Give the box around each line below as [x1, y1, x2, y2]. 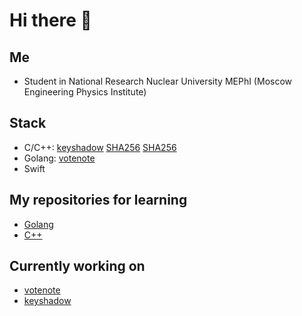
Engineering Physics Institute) [23, 86, 147, 98]
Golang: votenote [23, 152, 96, 164]
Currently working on [9, 258, 146, 275]
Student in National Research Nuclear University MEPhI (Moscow [23, 75, 293, 87]
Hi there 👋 [9, 9, 92, 32]
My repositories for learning [9, 192, 188, 209]
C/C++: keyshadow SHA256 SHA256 [23, 141, 177, 153]
